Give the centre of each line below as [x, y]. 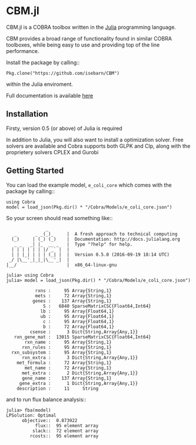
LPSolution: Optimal [31, 415]
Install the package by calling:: [43, 62]
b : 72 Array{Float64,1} [79, 327]
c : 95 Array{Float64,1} [79, 321]
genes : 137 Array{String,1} [72, 301]
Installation [27, 114]
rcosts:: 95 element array [64, 436]
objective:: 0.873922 [49, 420]
